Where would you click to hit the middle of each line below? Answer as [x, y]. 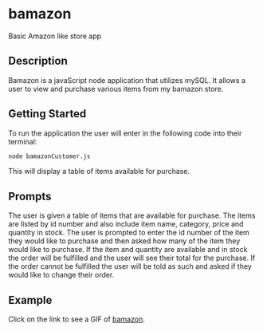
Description [38, 61]
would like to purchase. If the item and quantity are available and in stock [128, 250]
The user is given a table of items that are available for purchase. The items [132, 215]
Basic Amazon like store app [55, 36]
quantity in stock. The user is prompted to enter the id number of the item [129, 233]
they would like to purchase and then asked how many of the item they [124, 241]
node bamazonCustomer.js [49, 156]
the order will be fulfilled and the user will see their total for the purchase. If [132, 258]
